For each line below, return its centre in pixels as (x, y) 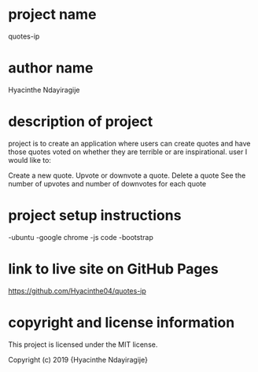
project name (52, 15)
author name (51, 68)
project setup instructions (95, 215)
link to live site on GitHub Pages (113, 269)
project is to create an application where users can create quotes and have (129, 143)
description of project (81, 122)
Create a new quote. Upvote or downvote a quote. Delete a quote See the (127, 175)
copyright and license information (122, 322)
